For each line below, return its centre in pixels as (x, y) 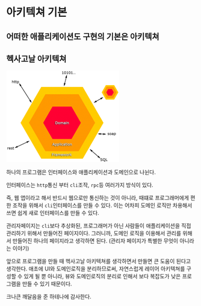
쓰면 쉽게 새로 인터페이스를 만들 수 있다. (53, 213)
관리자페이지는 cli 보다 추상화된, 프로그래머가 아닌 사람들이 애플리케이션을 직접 (99, 226)
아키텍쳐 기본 (37, 12)
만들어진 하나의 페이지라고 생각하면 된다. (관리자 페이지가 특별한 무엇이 (95, 241)
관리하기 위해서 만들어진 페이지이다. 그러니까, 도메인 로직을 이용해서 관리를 (94, 234)
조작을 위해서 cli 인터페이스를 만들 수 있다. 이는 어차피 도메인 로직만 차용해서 (102, 205)
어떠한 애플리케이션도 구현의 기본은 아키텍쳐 (83, 37)
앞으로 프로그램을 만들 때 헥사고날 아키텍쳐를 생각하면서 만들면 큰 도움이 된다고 (99, 261)
